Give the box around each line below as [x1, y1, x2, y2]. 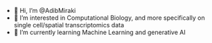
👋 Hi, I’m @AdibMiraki [13, 7, 76, 14]
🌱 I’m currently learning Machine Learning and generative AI [13, 28, 186, 36]
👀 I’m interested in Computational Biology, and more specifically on [13, 14, 206, 22]
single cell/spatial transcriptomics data [13, 21, 125, 29]
